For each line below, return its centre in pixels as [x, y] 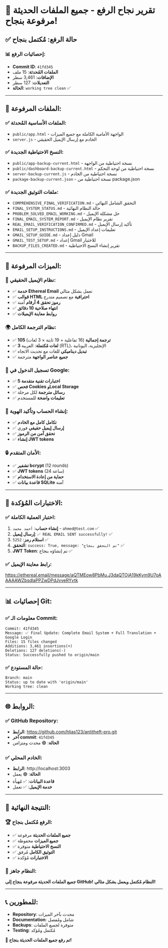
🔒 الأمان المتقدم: [23, 453]
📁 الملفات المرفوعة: [33, 109]
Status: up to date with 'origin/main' [47, 682]
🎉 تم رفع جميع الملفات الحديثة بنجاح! [38, 940]
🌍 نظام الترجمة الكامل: [31, 327]
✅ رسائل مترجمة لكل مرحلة [38, 392]
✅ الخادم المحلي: [24, 757]
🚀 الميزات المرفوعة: [33, 266]
